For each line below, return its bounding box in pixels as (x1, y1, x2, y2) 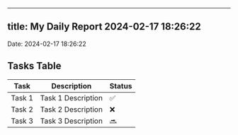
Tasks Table (7, 60, 62, 72)
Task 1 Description (40, 93, 103, 102)
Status (109, 81, 132, 90)
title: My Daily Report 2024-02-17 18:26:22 (7, 20, 201, 33)
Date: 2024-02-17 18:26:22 (7, 40, 86, 48)
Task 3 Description (40, 116, 103, 126)
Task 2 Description (40, 104, 103, 114)
